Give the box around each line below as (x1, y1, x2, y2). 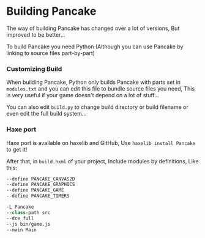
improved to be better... (6, 31, 65, 38)
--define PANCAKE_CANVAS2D (6, 176, 75, 182)
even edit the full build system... (6, 110, 87, 117)
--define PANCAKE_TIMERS (6, 193, 70, 199)
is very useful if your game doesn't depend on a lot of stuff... (6, 92, 159, 99)
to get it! (6, 146, 28, 153)
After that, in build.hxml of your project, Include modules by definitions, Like (6, 157, 199, 165)
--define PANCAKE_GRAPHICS (6, 182, 75, 188)
